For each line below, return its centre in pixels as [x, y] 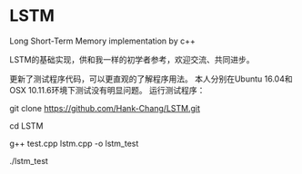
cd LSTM [26, 126]
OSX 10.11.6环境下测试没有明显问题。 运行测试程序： [107, 90]
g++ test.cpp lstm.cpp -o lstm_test [74, 143]
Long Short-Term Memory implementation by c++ [102, 41]
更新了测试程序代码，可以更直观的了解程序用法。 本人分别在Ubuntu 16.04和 [151, 79]
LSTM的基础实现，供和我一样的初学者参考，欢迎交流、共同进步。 [132, 59]
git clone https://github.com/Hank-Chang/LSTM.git [105, 108]
